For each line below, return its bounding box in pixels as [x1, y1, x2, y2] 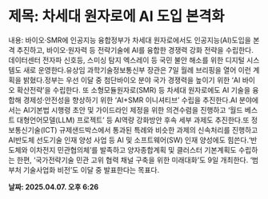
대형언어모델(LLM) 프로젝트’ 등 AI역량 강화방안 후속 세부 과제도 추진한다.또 [16, 115, 250, 125]
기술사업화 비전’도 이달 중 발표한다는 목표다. [22, 165, 160, 174]
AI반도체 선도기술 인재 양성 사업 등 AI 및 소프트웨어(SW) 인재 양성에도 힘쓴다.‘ [8, 135, 251, 145]
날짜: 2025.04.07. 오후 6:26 [8, 181, 99, 192]
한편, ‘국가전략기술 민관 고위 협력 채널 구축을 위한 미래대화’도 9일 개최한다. [16, 155, 249, 165]
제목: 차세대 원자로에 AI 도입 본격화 [8, 7, 225, 26]
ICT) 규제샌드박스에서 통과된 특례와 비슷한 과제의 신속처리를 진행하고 [42, 125, 258, 134]
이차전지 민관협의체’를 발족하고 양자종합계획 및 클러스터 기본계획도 [29, 145, 238, 154]
